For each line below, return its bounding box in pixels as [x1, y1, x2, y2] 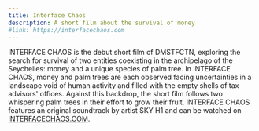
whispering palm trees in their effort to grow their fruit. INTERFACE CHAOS [8, 97, 250, 107]
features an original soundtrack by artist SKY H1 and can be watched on [8, 106, 242, 115]
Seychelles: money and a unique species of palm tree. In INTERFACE [8, 64, 231, 74]
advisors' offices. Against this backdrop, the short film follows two [8, 89, 223, 99]
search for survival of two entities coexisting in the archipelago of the [8, 56, 234, 65]
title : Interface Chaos [8, 11, 87, 20]
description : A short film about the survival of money [8, 19, 195, 27]
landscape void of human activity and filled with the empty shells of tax [8, 81, 239, 90]
